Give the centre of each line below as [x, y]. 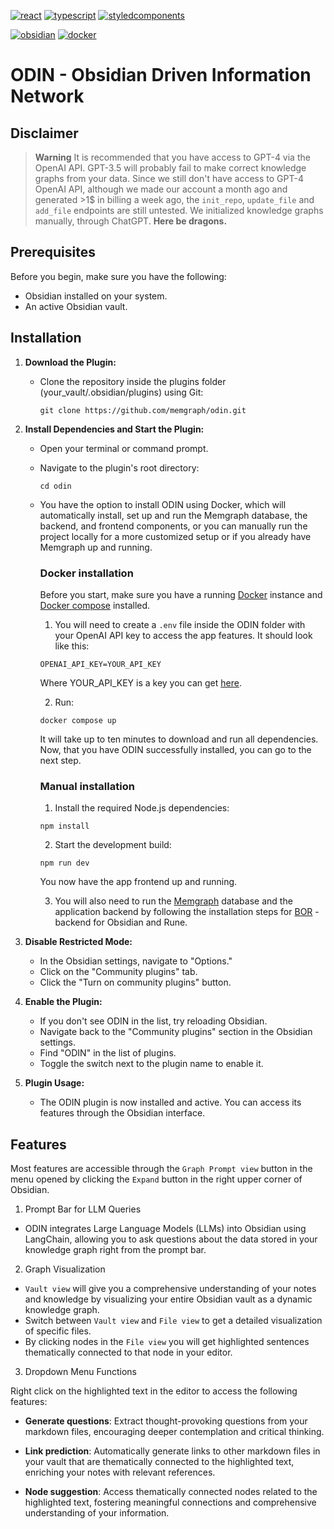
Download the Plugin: [70, 362]
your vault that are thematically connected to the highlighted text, [159, 1462]
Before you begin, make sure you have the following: [118, 276]
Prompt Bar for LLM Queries [83, 1209]
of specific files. [58, 1331]
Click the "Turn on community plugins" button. [135, 982]
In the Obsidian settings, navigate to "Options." [136, 961]
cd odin [55, 486]
